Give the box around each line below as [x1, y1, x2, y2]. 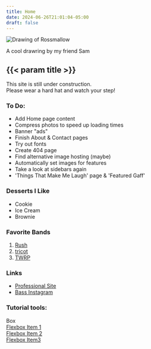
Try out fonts [14, 140, 46, 147]
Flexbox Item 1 [6, 323, 42, 331]
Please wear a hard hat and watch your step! [6, 87, 116, 94]
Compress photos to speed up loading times [14, 121, 124, 128]
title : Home [6, 8, 36, 15]
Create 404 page [14, 147, 57, 154]
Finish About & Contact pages [14, 134, 88, 142]
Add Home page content [14, 115, 75, 122]
